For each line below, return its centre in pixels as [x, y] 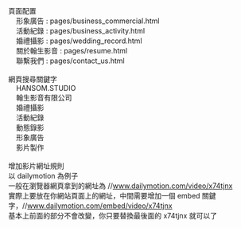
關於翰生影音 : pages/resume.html [72, 51]
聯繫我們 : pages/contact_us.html [70, 61]
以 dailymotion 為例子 [43, 176]
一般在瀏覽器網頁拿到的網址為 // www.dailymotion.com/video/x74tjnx [120, 186]
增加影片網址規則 [36, 166]
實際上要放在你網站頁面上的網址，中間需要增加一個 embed [104, 196]
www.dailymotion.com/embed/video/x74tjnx [100, 206]
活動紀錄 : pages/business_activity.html [80, 31]
